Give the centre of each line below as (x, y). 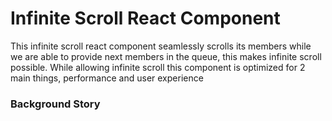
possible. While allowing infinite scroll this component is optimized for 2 (158, 67)
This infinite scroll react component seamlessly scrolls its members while (161, 46)
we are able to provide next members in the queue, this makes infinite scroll (166, 56)
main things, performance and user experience (107, 78)
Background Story (55, 104)
